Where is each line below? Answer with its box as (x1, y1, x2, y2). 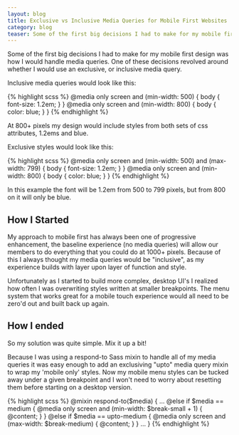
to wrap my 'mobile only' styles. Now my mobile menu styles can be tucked (7, 367, 229, 376)
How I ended (7, 320, 64, 332)
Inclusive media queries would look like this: (7, 79, 137, 88)
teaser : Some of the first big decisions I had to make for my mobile (7, 30, 221, 38)
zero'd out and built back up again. (7, 300, 110, 308)
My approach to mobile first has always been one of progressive (7, 233, 196, 241)
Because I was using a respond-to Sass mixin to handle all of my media (7, 352, 216, 361)
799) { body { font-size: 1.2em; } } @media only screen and (27, 164, 201, 173)
